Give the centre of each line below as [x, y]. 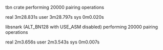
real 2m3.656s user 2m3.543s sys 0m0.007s [53, 42]
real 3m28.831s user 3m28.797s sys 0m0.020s [55, 17]
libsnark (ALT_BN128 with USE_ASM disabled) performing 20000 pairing [81, 27]
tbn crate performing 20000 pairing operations [55, 7]
